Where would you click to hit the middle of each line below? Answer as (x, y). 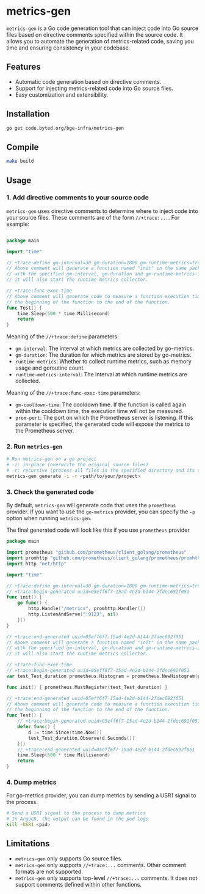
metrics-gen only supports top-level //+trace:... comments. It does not (106, 878)
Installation (28, 114)
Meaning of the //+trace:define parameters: (63, 337)
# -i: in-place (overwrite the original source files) (77, 465)
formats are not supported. (49, 871)
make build (20, 161)
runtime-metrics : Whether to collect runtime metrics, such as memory (103, 362)
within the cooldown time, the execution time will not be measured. (99, 411)
